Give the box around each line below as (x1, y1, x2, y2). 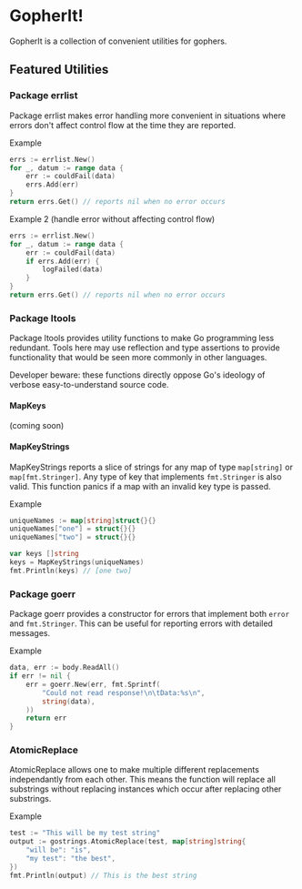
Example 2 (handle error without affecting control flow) (9, 213, 216, 224)
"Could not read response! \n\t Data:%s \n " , (42, 688, 206, 697)
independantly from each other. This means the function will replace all (9, 774, 276, 785)
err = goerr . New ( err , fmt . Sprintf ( (25, 680, 161, 689)
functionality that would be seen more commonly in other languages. (9, 352, 267, 363)
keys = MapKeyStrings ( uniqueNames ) (9, 558, 145, 567)
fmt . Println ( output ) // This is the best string (9, 871, 197, 880)
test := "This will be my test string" (9, 829, 161, 838)
